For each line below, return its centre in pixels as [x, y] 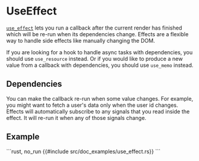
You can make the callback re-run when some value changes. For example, [100, 98]
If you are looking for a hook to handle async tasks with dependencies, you [99, 52]
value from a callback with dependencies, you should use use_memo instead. [100, 65]
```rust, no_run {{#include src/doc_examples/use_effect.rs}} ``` [84, 151]
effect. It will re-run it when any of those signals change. [76, 118]
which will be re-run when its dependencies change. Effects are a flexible [97, 34]
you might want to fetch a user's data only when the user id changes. [92, 105]
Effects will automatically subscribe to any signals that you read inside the [98, 111]
